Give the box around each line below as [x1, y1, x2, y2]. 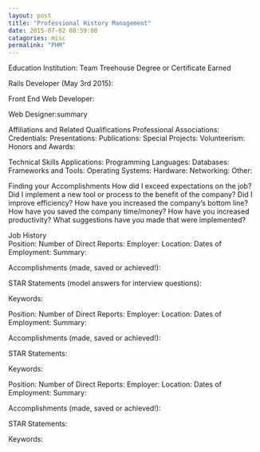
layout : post [8, 11, 52, 20]
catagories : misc [8, 33, 66, 42]
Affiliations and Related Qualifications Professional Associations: [8, 125, 220, 135]
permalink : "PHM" [8, 41, 66, 49]
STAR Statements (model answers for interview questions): [8, 278, 202, 288]
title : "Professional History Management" [8, 19, 152, 27]
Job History [8, 230, 47, 240]
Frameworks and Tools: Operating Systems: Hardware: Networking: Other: [8, 166, 253, 175]
